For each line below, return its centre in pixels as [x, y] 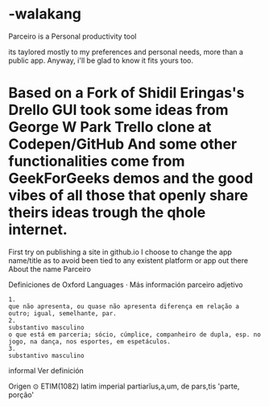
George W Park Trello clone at [110, 127]
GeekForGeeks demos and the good [131, 179]
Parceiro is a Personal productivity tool [72, 36]
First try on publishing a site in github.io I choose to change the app [120, 252]
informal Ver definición [46, 370]
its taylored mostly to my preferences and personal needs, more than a [126, 51]
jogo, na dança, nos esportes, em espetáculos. [90, 341]
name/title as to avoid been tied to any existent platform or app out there [128, 260]
